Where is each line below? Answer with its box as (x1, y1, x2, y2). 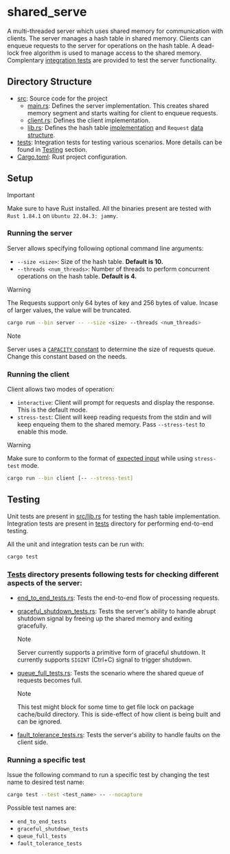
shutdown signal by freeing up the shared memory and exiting (16, 614, 193, 622)
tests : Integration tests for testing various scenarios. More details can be (16, 138, 222, 146)
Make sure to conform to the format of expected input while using (7, 454, 194, 462)
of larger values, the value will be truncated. (7, 306, 132, 314)
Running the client (7, 369, 70, 379)
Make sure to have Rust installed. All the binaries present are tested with (7, 204, 211, 212)
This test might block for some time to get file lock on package (16, 702, 194, 711)
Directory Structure (7, 76, 93, 88)
